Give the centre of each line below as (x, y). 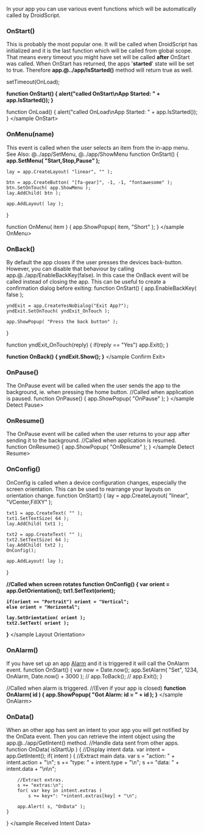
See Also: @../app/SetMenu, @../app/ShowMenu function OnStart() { (93, 154)
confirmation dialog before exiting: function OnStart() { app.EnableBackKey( (101, 288)
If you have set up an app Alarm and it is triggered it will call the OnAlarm (98, 664)
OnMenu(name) (30, 135)
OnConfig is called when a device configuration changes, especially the (97, 482)
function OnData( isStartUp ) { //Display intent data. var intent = (86, 750)
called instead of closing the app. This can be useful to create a (86, 281)
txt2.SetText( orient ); (38, 623)
